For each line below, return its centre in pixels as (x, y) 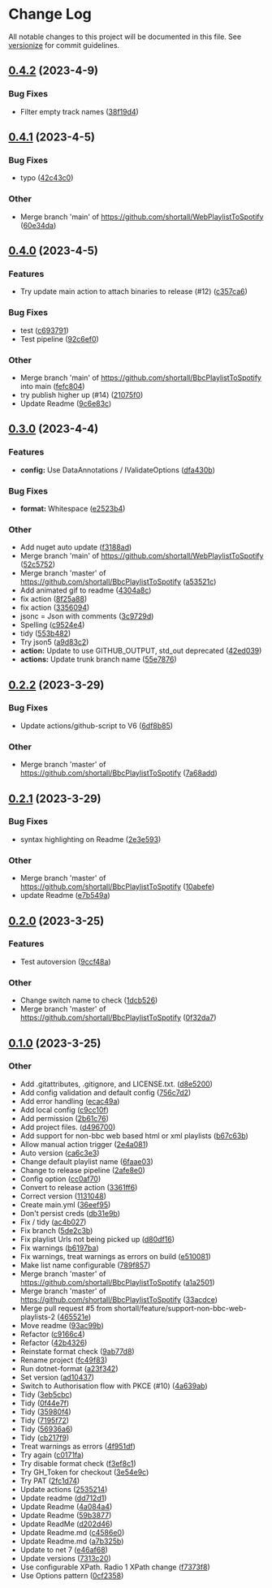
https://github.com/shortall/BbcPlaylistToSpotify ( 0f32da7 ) (118, 1018)
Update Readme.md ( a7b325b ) (72, 1541)
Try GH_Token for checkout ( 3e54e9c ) (84, 1472)
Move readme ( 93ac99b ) (62, 1325)
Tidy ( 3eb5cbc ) (46, 1394)
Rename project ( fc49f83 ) (64, 1360)
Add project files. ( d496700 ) (68, 1127)
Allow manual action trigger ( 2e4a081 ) (84, 1144)
